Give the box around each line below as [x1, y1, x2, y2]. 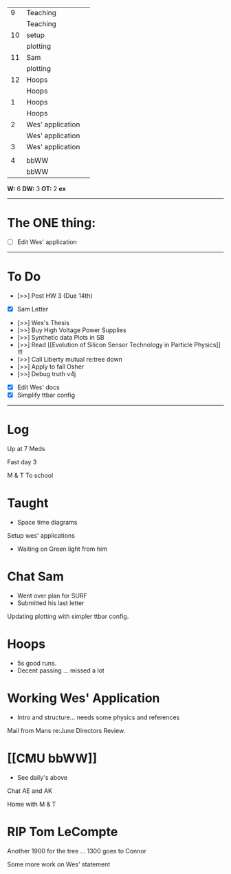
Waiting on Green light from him [16, 545, 108, 553]
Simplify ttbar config [16, 391, 76, 400]
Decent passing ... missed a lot [16, 666, 104, 675]
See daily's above [16, 773, 68, 781]
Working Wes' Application [7, 690, 160, 706]
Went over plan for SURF [16, 591, 87, 600]
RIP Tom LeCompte [7, 824, 118, 840]
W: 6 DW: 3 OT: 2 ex [7, 185, 67, 193]
